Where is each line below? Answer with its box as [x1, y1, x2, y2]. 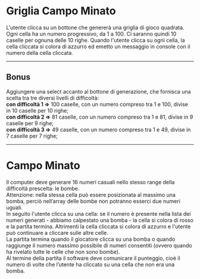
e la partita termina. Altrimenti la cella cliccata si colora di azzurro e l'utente [6, 222, 191, 230]
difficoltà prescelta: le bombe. [6, 185, 80, 192]
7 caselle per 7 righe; [6, 132, 58, 139]
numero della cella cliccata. [6, 49, 73, 56]
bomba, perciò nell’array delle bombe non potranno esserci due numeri [6, 197, 180, 204]
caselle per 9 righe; [6, 119, 54, 126]
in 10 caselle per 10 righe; [6, 107, 68, 114]
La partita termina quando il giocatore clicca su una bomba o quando [6, 235, 176, 243]
